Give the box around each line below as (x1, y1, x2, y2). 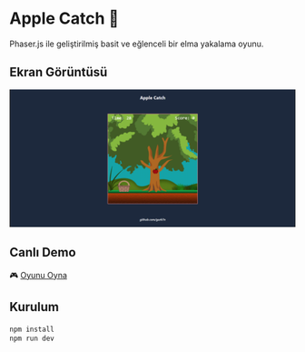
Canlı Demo (9, 245, 76, 260)
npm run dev (9, 334, 54, 344)
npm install (9, 325, 54, 334)
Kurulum (9, 299, 60, 315)
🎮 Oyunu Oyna (9, 269, 68, 280)
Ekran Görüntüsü (9, 65, 108, 80)
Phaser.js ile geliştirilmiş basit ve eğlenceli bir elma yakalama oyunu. (9, 38, 264, 49)
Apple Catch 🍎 (9, 8, 120, 29)
